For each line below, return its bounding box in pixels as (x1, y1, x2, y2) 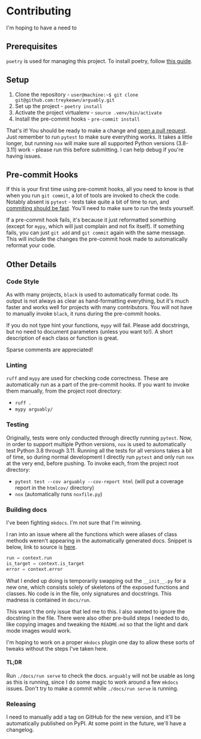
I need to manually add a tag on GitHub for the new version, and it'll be (6, 713, 181, 721)
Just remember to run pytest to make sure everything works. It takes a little (6, 133, 193, 140)
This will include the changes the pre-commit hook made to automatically (6, 235, 188, 243)
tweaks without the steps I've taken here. (6, 645, 108, 652)
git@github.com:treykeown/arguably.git (14, 97, 115, 103)
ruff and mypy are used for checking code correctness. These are (6, 375, 169, 382)
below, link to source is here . (6, 543, 77, 550)
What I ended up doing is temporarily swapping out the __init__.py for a (6, 577, 186, 584)
